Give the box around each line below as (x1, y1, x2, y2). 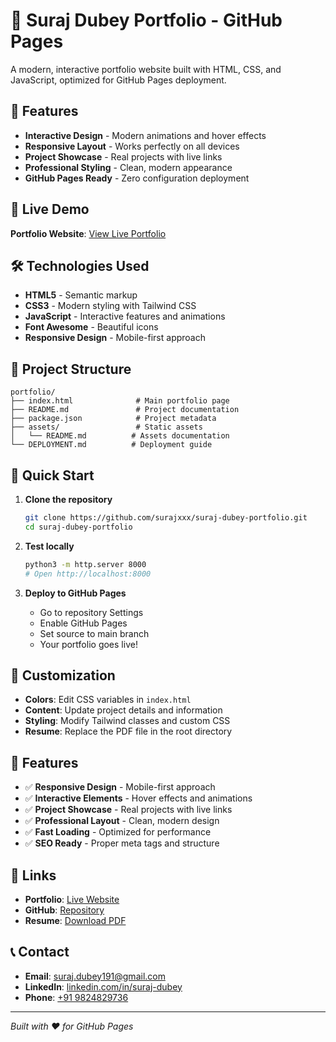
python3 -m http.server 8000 (24, 559, 147, 569)
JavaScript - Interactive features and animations (24, 310, 226, 323)
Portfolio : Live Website (24, 893, 120, 905)
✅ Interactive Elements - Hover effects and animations (24, 792, 253, 804)
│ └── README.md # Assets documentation (10, 431, 230, 441)
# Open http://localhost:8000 (24, 569, 152, 579)
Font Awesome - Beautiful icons (24, 321, 159, 333)
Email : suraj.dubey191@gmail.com (24, 970, 166, 982)
